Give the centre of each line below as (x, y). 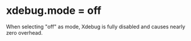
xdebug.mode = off (54, 11)
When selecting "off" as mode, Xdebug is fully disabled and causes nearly (96, 27)
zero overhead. (24, 32)
